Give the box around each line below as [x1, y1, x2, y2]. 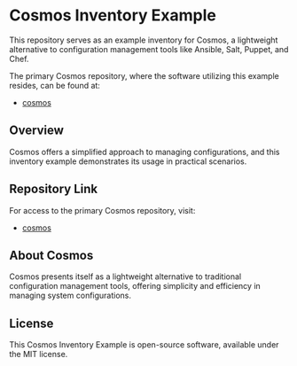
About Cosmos [9, 247, 94, 262]
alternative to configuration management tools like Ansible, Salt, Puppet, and [9, 43, 289, 54]
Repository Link [9, 182, 98, 197]
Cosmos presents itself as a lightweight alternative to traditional [9, 271, 242, 282]
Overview [9, 123, 65, 138]
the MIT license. [9, 349, 68, 360]
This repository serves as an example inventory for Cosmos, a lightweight [9, 35, 278, 45]
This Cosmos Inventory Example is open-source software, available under [9, 339, 279, 350]
